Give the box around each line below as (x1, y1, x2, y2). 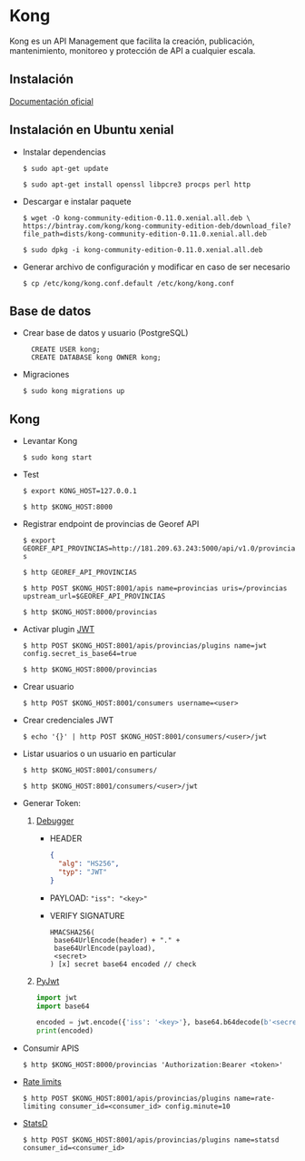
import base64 (35, 1002, 90, 1011)
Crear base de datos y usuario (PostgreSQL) (22, 328, 189, 338)
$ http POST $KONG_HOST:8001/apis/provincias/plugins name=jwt (22, 641, 268, 651)
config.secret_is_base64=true (22, 650, 138, 659)
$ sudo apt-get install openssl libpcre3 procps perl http (22, 179, 251, 189)
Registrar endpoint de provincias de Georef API (22, 519, 200, 530)
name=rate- (234, 1094, 275, 1104)
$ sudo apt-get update (22, 164, 109, 173)
